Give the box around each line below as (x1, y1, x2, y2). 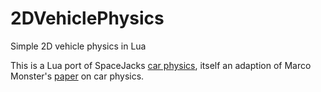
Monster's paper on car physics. (10, 70, 145, 82)
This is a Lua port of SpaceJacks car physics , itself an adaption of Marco (10, 59, 312, 71)
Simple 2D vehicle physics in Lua (10, 40, 147, 52)
